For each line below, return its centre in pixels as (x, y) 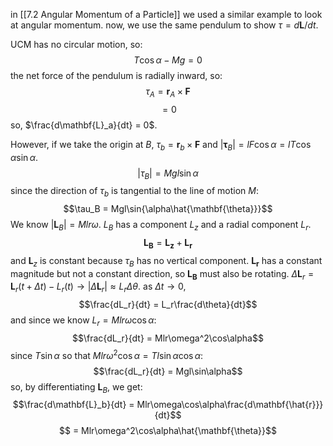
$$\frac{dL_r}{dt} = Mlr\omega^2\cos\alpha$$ (168, 338)
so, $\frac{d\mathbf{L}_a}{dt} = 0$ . (84, 125)
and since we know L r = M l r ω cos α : (83, 321)
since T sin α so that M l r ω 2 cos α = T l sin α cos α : (107, 354)
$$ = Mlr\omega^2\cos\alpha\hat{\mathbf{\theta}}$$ (168, 431)
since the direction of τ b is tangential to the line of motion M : (134, 192)
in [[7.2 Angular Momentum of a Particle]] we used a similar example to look (166, 14)
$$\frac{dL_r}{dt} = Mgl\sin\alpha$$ (168, 371)
